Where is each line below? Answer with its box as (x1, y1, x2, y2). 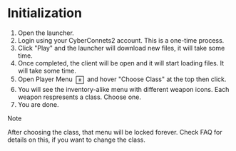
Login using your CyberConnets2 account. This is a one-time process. (17, 36, 225, 44)
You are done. (17, 100, 59, 108)
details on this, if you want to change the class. (7, 135, 146, 144)
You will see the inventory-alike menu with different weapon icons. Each (17, 85, 230, 93)
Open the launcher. (17, 28, 75, 37)
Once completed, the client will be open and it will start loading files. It (17, 58, 225, 67)
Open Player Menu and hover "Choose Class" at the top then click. (17, 75, 227, 83)
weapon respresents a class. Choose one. (17, 93, 141, 101)
